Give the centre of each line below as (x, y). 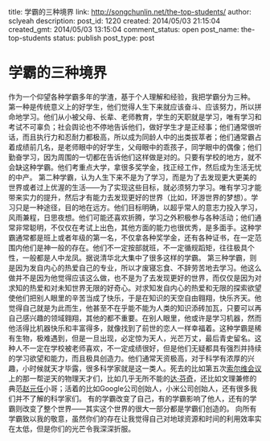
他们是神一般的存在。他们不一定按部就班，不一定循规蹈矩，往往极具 (135, 247)
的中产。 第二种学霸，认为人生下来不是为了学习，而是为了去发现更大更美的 (133, 177)
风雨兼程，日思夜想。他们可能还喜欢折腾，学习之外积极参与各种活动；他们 (131, 217)
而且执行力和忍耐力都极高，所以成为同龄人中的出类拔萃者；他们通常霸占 (142, 137)
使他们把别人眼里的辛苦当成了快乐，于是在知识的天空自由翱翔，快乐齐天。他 (135, 298)
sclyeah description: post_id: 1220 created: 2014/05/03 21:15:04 (115, 21)
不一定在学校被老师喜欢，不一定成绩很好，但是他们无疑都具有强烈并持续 (142, 348)
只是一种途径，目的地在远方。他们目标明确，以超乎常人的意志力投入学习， (138, 207)
